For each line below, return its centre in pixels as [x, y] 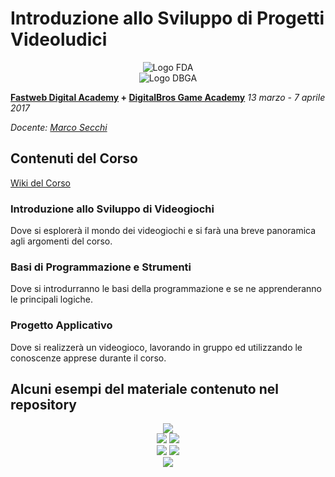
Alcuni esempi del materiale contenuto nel [144, 389]
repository [44, 405]
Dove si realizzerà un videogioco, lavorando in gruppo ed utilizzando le [156, 347]
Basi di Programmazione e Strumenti [101, 267]
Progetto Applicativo [61, 325]
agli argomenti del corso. [61, 241]
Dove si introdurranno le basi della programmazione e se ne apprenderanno [166, 289]
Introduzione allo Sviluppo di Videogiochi [112, 209]
